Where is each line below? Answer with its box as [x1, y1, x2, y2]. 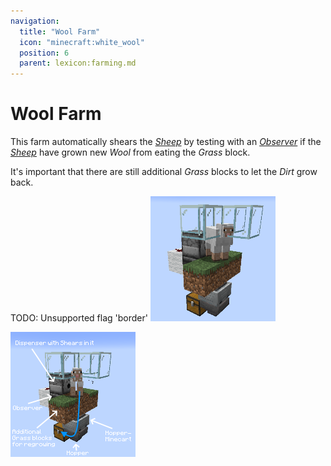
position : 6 [19, 48, 70, 58]
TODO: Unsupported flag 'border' [10, 312, 148, 324]
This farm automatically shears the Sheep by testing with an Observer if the [10, 136, 322, 148]
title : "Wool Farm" [19, 26, 101, 37]
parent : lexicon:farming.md [19, 58, 137, 69]
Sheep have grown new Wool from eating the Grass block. [10, 146, 251, 159]
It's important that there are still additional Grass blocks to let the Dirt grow [10, 166, 318, 178]
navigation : [10, 16, 60, 26]
